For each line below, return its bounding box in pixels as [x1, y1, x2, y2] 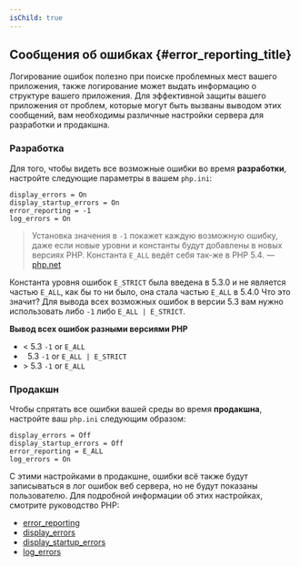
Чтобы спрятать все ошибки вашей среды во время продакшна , [9, 404, 263, 415]
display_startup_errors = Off [9, 439, 125, 449]
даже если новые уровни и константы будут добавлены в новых [31, 239, 283, 250]
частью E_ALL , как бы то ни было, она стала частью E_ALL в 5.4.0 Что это [9, 286, 291, 297]
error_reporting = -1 [9, 206, 92, 215]
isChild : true [9, 13, 64, 23]
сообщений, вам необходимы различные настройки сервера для [9, 110, 264, 121]
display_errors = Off [9, 431, 92, 440]
